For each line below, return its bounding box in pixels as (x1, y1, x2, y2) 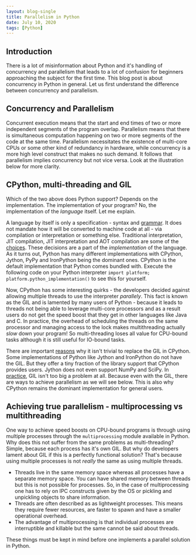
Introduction (6, 46, 53, 56)
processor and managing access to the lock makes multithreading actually (6, 323, 185, 330)
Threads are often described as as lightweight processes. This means (14, 499, 183, 506)
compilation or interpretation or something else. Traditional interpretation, (6, 232, 183, 239)
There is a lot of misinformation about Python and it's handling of (6, 62, 163, 69)
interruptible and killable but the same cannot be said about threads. (14, 525, 180, 532)
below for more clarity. (6, 163, 61, 170)
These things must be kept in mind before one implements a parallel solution (6, 536, 191, 543)
